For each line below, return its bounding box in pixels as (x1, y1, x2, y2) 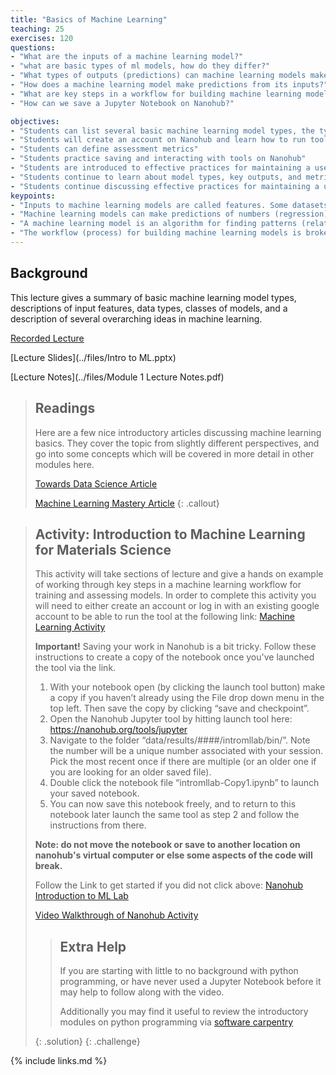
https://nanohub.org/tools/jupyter (49, 724, 188, 736)
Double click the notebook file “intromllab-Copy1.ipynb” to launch (49, 777, 320, 789)
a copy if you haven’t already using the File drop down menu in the (49, 692, 325, 704)
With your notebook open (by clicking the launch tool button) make (49, 681, 326, 693)
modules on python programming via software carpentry (59, 1016, 294, 1028)
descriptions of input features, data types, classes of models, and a (10, 302, 288, 314)
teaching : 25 (10, 24, 65, 34)
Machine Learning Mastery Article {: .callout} (34, 497, 220, 509)
